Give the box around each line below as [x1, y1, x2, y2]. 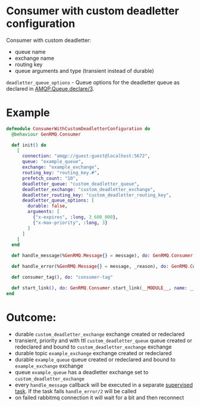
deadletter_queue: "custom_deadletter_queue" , [21, 181, 140, 187]
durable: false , [27, 203, 68, 209]
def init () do [11, 142, 46, 148]
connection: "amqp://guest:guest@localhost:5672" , [21, 153, 151, 159]
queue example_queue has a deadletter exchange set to [14, 368, 149, 375]
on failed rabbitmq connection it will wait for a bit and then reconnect [14, 394, 185, 401]
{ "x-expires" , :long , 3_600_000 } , [32, 214, 118, 220]
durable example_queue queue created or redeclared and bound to [14, 356, 176, 363]
